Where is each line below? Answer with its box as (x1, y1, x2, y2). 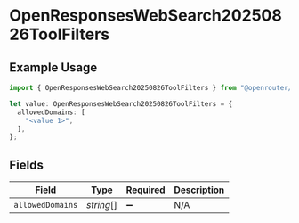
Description (174, 184, 225, 196)
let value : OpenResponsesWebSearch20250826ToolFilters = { (9, 99, 233, 108)
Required (125, 184, 166, 196)
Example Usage (9, 60, 98, 75)
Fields (9, 157, 44, 172)
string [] (85, 199, 118, 211)
